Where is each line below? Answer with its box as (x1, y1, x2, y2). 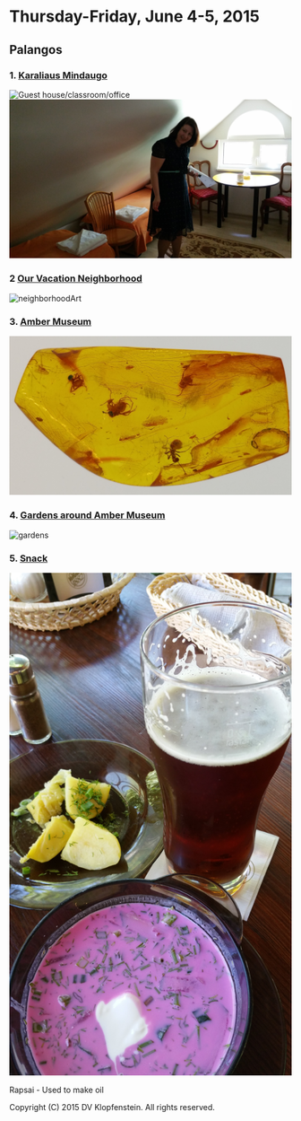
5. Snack (9, 552, 48, 565)
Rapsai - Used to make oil (9, 1084, 105, 1096)
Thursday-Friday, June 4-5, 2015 (9, 6, 260, 27)
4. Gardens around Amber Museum (9, 509, 166, 521)
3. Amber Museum (9, 315, 92, 328)
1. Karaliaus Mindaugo (9, 69, 107, 82)
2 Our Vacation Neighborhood (9, 272, 143, 285)
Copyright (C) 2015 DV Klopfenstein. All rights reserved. (9, 1102, 215, 1113)
